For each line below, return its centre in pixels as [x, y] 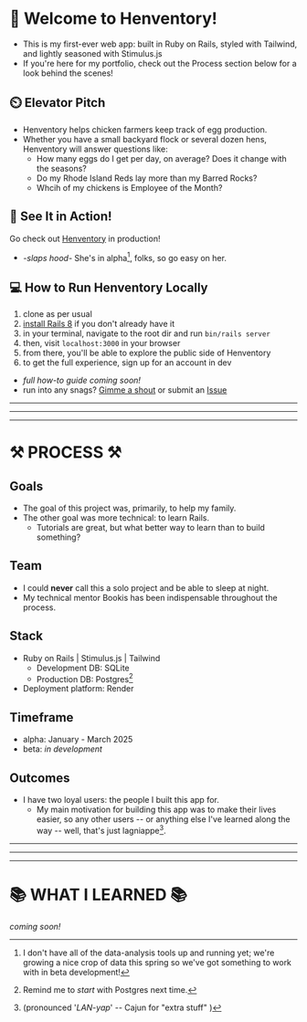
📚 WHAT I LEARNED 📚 [99, 895]
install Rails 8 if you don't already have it [99, 324]
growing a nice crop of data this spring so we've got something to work [157, 962]
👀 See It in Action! [61, 217]
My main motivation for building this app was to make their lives [156, 809]
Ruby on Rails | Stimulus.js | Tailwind [91, 658]
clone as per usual [58, 314]
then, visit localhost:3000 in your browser [101, 343]
